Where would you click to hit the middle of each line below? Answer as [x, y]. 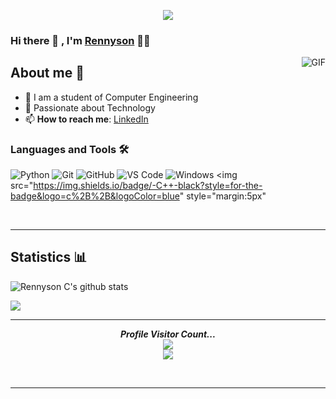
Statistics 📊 [49, 257]
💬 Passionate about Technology [90, 107]
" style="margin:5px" [223, 196]
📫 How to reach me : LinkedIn [86, 119]
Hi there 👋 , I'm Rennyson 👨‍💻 [80, 40]
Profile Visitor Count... [168, 334]
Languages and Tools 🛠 [70, 149]
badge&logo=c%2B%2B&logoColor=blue [95, 196]
